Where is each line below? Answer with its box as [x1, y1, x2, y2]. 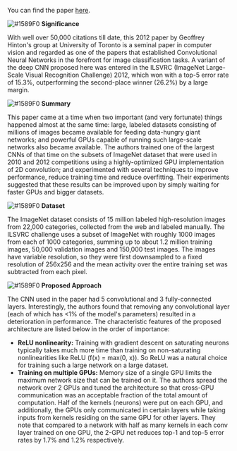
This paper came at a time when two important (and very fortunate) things [7, 113, 223, 121]
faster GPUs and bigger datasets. [7, 188, 104, 196]
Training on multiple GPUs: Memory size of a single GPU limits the [17, 369, 212, 376]
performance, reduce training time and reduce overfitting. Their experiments [7, 173, 230, 181]
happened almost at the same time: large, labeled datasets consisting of [7, 121, 217, 129]
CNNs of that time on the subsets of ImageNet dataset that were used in [7, 151, 217, 159]
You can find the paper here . [7, 6, 90, 14]
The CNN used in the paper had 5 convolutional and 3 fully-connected [7, 295, 212, 303]
